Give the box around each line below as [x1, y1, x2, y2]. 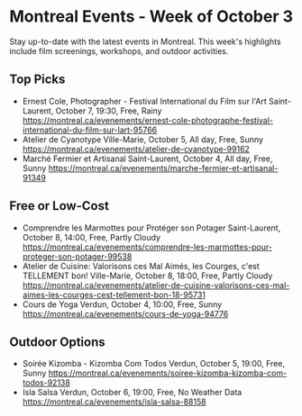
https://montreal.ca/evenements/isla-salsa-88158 [22, 396, 206, 407]
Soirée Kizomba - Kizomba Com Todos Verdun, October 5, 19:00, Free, [22, 358, 286, 369]
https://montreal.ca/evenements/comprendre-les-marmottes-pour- [22, 241, 273, 252]
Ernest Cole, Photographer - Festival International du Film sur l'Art [22, 95, 268, 106]
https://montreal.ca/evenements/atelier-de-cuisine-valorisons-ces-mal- [22, 279, 290, 290]
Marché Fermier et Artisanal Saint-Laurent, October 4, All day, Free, [22, 153, 273, 164]
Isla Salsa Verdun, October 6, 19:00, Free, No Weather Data [22, 387, 243, 398]
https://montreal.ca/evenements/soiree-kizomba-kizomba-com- [48, 367, 288, 379]
